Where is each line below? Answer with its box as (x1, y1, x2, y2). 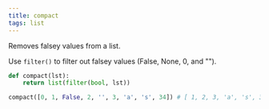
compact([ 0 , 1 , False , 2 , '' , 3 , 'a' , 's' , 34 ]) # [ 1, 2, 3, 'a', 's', (8, 93, 256, 102)
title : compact (8, 11, 59, 20)
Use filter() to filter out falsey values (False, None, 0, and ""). (8, 56, 217, 66)
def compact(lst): (8, 72, 70, 80)
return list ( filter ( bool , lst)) (22, 79, 130, 88)
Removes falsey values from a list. (8, 41, 121, 50)
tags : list (8, 19, 45, 27)
